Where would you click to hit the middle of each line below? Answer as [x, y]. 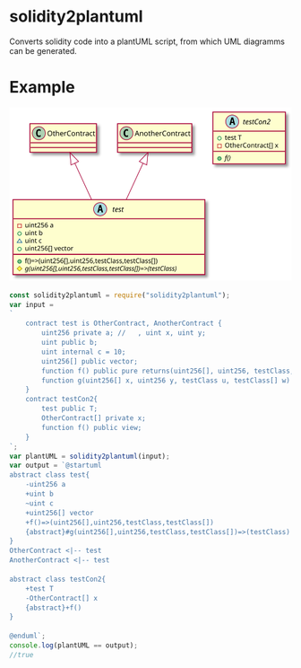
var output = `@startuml [56, 466]
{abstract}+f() [54, 608]
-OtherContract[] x [62, 598]
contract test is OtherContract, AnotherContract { [124, 324]
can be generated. [43, 50]
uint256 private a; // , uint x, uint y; [124, 333]
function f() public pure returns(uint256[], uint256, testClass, [168, 371]
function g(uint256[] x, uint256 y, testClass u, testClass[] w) [166, 380]
